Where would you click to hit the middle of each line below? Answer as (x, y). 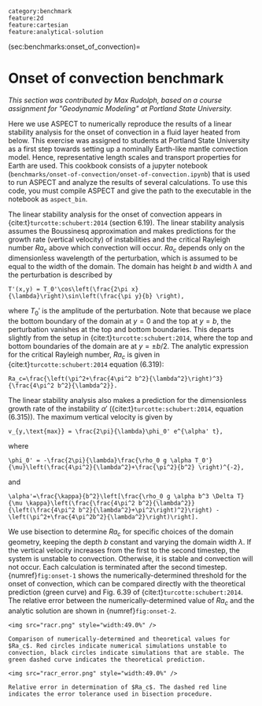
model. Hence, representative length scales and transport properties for (125, 157)
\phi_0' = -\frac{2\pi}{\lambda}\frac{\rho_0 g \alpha (100, 460)
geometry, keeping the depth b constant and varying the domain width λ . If (130, 542)
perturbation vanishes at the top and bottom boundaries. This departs (121, 329)
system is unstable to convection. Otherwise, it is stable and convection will (131, 559)
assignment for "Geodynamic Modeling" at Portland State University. (120, 108)
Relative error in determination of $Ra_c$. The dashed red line (117, 687)
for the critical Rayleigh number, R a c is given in (84, 355)
